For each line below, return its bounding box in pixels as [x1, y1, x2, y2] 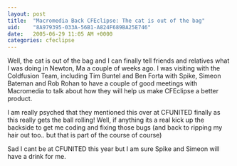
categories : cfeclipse [7, 37, 75, 44]
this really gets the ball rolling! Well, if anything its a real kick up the [7, 115, 205, 125]
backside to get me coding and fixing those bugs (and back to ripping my [7, 123, 223, 132]
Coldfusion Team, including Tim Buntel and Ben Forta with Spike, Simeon [7, 72, 221, 81]
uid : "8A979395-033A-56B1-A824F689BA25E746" [7, 24, 152, 31]
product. [7, 94, 33, 103]
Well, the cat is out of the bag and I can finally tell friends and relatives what [7, 56, 230, 65]
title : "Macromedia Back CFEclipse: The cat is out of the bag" [7, 17, 205, 24]
